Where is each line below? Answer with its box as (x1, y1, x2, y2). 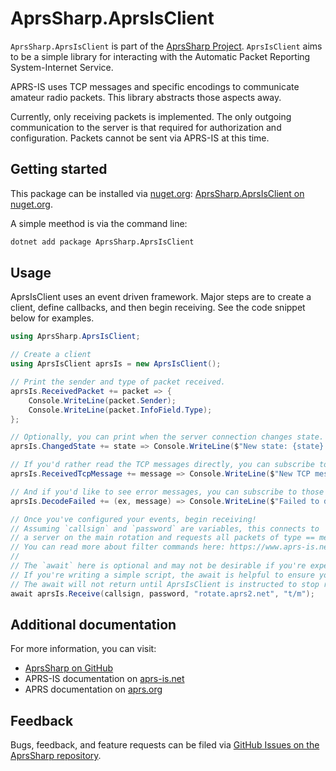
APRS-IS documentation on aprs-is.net (24, 673, 185, 685)
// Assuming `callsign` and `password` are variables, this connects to (10, 523, 320, 534)
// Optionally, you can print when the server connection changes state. (10, 432, 325, 442)
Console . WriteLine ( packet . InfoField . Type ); (28, 405, 213, 415)
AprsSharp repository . (10, 750, 102, 762)
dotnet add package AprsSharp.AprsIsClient (10, 237, 195, 247)
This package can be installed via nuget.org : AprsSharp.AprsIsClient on (10, 187, 305, 199)
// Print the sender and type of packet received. (10, 377, 226, 387)
